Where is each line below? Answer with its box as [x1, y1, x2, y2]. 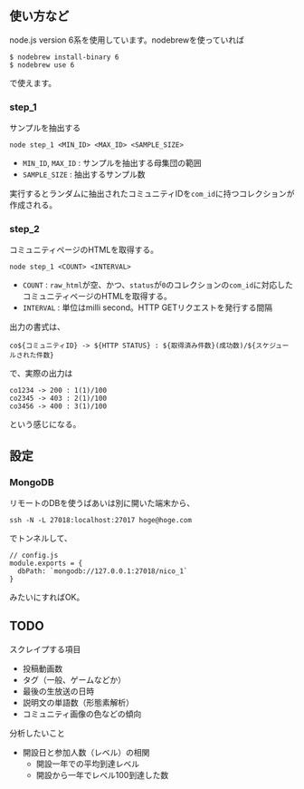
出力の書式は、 [9, 321, 65, 333]
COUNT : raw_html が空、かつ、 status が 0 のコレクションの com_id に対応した [22, 279, 294, 290]
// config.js [9, 551, 59, 560]
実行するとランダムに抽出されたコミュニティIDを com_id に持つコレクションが [9, 189, 295, 200]
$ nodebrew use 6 [9, 60, 75, 70]
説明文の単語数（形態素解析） [22, 696, 134, 707]
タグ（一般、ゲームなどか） [22, 674, 127, 685]
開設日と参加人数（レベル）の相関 [22, 746, 150, 757]
